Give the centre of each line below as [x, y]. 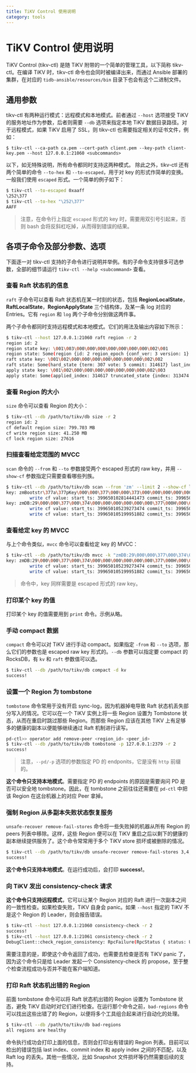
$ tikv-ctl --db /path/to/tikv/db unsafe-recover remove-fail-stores [92, 852]
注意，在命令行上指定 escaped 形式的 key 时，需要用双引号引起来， [100, 219]
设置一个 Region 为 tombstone [49, 692]
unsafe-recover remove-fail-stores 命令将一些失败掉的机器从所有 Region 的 [98, 826]
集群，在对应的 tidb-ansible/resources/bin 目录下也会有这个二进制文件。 [95, 80]
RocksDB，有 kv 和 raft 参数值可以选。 [53, 659]
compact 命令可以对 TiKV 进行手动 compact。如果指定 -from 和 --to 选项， [95, 644]
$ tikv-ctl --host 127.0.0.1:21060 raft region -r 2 [71, 337]
